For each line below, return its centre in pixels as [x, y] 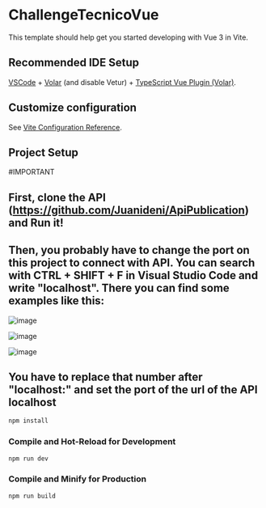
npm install [28, 421]
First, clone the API [57, 197]
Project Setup [44, 152]
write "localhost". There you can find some [119, 288]
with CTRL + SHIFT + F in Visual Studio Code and [133, 275]
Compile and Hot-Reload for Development [92, 442]
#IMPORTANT [32, 172]
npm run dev [28, 459]
